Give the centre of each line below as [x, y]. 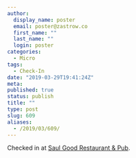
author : [18, 13]
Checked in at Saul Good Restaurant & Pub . [69, 148]
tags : [15, 65]
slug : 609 [21, 115]
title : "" [21, 103]
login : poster [33, 45]
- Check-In [29, 71]
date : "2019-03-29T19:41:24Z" [51, 77]
